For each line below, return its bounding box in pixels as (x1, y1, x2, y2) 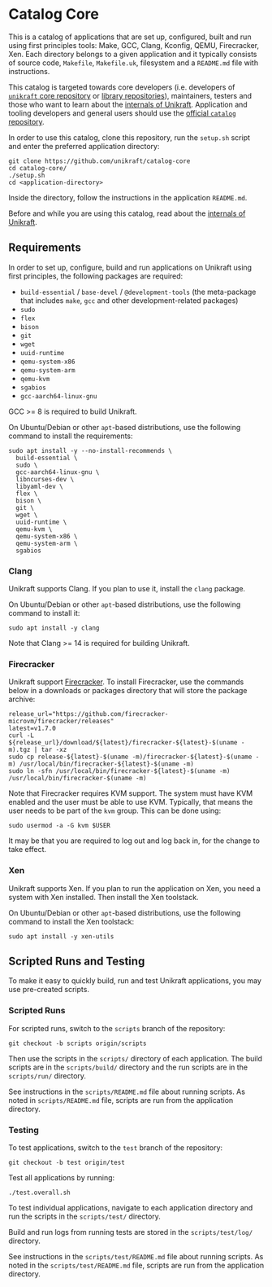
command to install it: (8, 608, 80, 618)
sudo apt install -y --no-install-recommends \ (8, 446, 173, 455)
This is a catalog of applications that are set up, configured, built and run (8, 32, 252, 42)
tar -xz (41, 746, 67, 754)
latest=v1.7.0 (8, 724, 57, 733)
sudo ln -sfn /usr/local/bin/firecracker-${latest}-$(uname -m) (8, 767, 231, 775)
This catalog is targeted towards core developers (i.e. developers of (8, 82, 235, 92)
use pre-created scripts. (8, 985, 89, 995)
